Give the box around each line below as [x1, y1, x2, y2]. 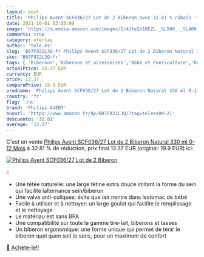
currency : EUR [6, 71, 42, 77]
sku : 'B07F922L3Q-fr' [6, 54, 61, 60]
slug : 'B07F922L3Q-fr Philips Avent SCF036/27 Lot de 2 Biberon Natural [6, 48, 194, 55]
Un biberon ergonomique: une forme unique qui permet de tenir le [15, 225, 180, 233]
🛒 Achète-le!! [6, 244, 39, 252]
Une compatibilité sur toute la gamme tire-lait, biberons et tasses [15, 219, 177, 227]
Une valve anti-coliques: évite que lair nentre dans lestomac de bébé [15, 193, 188, 201]
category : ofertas [6, 37, 53, 43]
